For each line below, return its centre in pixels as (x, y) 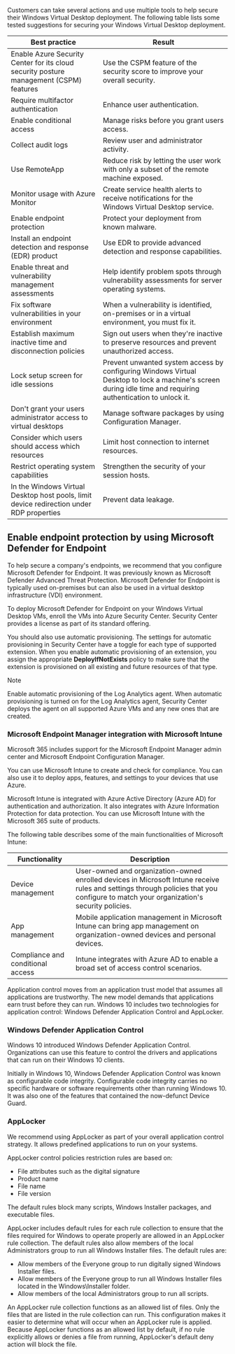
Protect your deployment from (152, 218)
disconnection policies (48, 351)
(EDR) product (34, 256)
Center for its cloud (43, 63)
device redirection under (51, 504)
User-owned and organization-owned (139, 871)
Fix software (31, 305)
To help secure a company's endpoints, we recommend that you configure (115, 565)
